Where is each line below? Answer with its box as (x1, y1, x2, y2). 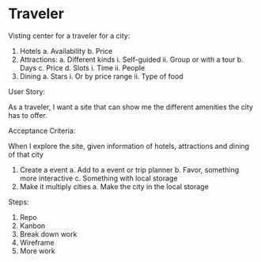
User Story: (8, 86, 46, 96)
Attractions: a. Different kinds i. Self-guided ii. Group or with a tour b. (19, 55, 244, 64)
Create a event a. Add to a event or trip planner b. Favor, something (19, 165, 240, 174)
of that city (8, 150, 43, 159)
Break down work (19, 229, 78, 238)
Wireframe (19, 237, 55, 247)
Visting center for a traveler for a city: (8, 31, 130, 40)
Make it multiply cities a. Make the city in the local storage (19, 181, 210, 191)
